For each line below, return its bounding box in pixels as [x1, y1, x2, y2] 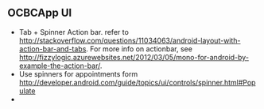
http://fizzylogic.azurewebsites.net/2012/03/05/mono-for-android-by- [18, 52, 250, 62]
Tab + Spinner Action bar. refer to [18, 27, 129, 36]
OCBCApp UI [7, 6, 72, 20]
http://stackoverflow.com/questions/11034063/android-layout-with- [18, 36, 241, 45]
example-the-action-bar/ [18, 61, 101, 70]
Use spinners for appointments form [18, 69, 138, 78]
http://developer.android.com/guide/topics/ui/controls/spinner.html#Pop [18, 77, 256, 87]
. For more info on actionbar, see [86, 43, 192, 54]
